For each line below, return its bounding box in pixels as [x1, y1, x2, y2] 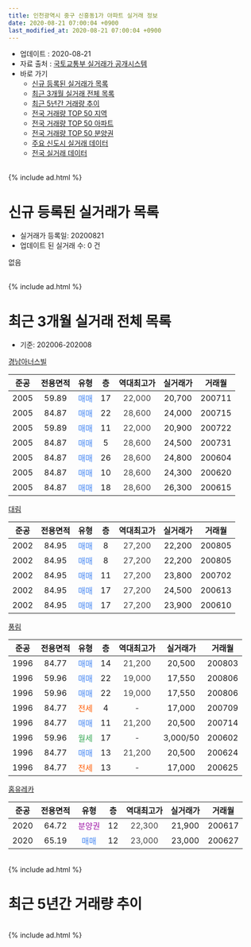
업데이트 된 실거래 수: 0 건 [19, 241, 101, 250]
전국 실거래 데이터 [31, 149, 87, 158]
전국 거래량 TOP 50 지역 [31, 109, 107, 118]
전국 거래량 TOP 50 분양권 [31, 129, 114, 138]
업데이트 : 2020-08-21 [19, 49, 91, 59]
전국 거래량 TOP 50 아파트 [31, 118, 114, 128]
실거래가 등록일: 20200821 [19, 231, 105, 241]
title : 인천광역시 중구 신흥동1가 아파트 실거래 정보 [8, 11, 158, 20]
